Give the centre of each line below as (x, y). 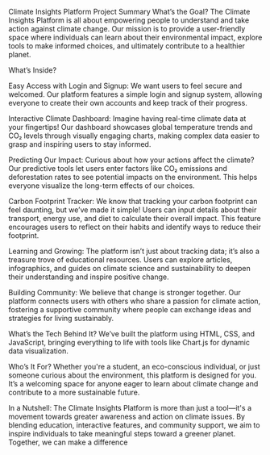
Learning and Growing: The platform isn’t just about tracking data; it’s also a (134, 251)
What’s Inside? (33, 70)
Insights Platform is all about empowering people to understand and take (129, 20)
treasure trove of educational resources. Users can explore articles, (120, 260)
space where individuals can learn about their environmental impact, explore (135, 37)
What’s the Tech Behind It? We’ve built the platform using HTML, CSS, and (132, 334)
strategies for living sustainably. (61, 318)
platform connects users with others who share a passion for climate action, (135, 301)
